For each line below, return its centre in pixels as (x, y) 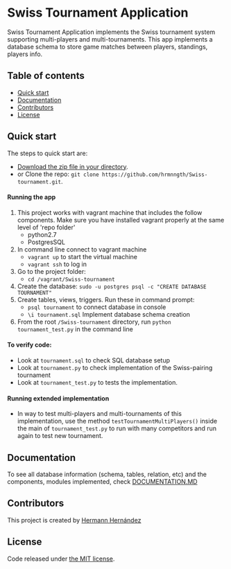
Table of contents (46, 76)
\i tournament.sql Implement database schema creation (109, 314)
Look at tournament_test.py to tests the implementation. (97, 382)
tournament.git (39, 182)
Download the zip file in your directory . (72, 166)
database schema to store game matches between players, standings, (108, 46)
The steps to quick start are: (48, 153)
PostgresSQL (46, 242)
